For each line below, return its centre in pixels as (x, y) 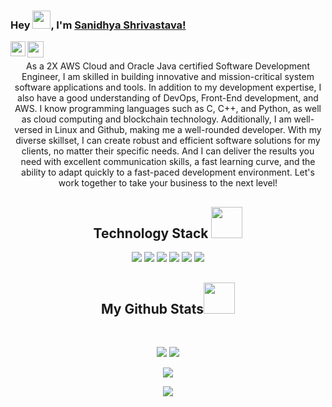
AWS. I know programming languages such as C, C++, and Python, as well (168, 109)
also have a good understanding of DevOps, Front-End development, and (168, 98)
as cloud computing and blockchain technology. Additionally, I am (156, 119)
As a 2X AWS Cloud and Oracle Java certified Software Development (168, 66)
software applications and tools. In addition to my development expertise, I (168, 87)
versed (28, 130)
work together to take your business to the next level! (168, 183)
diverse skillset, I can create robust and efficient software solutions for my (168, 141)
